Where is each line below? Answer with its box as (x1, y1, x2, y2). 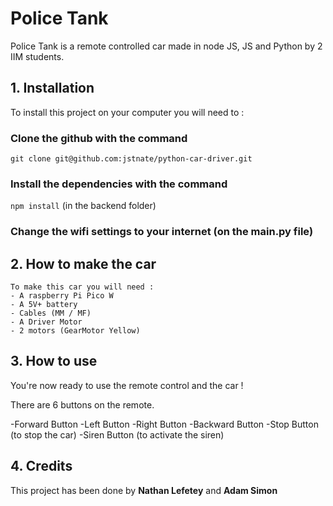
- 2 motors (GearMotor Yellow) (10, 326, 141, 336)
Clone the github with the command (10, 131, 188, 145)
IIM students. (10, 50, 65, 62)
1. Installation (10, 80, 95, 97)
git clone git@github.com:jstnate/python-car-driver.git (10, 154, 253, 164)
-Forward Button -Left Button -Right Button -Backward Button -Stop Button (10, 418, 319, 430)
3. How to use (10, 353, 98, 370)
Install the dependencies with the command (10, 177, 228, 191)
